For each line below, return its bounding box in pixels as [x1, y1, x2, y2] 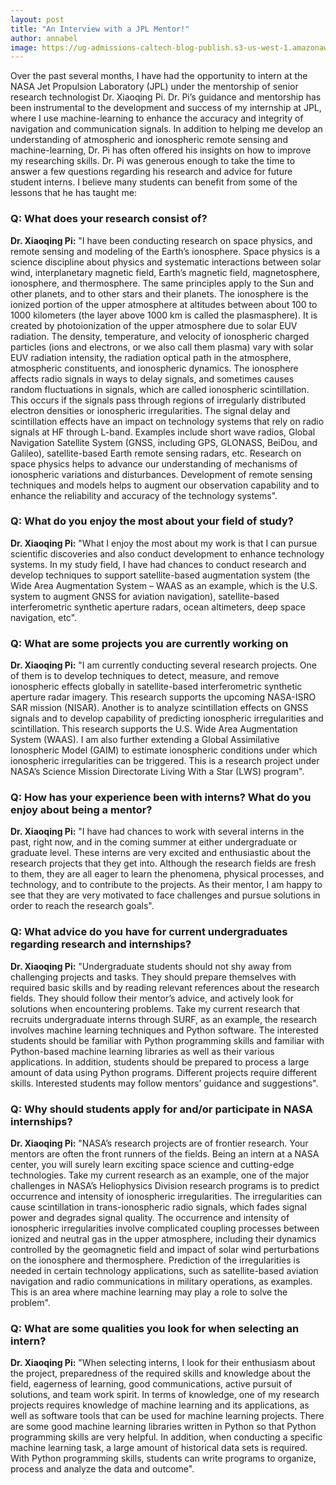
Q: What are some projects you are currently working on [10, 636, 289, 650]
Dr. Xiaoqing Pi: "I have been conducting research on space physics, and [10, 234, 313, 246]
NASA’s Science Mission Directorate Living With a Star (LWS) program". [10, 766, 305, 778]
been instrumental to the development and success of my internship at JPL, [10, 102, 322, 114]
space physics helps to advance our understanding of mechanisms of [10, 457, 298, 470]
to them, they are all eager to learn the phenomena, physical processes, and [10, 868, 325, 880]
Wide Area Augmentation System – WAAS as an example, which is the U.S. [10, 579, 318, 591]
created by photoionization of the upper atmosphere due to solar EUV [10, 319, 298, 331]
